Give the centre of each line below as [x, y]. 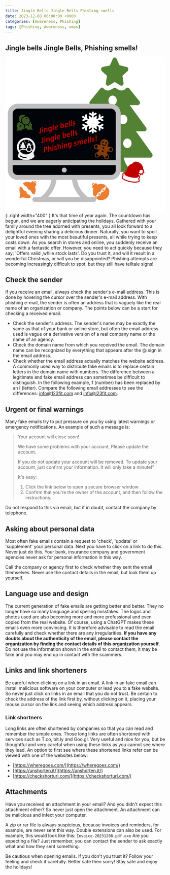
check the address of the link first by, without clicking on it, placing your [80, 699]
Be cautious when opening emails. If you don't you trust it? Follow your [79, 856]
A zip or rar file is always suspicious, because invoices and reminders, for [82, 825]
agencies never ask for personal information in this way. [64, 557]
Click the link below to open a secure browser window [82, 487]
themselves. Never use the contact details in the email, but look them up [81, 573]
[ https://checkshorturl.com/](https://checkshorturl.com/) [72, 776]
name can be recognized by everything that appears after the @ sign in [87, 351]
